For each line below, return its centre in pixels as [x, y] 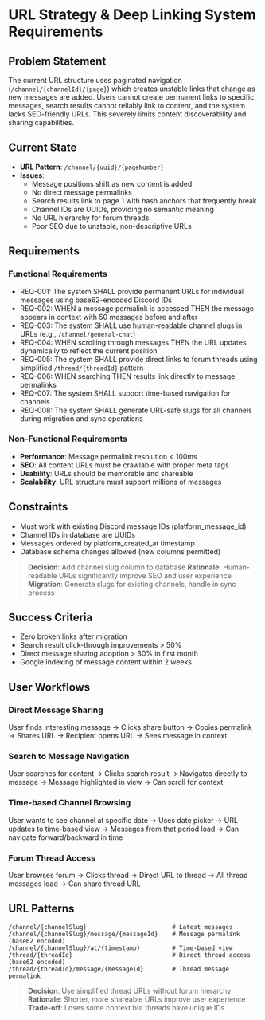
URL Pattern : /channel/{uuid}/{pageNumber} [92, 167]
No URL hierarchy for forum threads [90, 218]
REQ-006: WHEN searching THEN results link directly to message [127, 376]
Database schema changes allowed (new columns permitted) [120, 551]
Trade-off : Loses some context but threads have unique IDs [126, 1007]
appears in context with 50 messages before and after [109, 317]
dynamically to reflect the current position [88, 351]
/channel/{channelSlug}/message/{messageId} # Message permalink [124, 934]
